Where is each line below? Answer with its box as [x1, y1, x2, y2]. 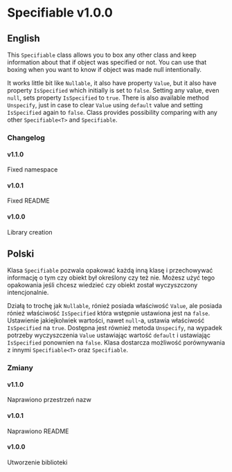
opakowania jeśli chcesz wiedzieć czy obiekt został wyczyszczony [7, 281, 198, 289]
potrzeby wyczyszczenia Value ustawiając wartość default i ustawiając [7, 331, 211, 340]
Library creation [7, 228, 53, 236]
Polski [7, 248, 35, 260]
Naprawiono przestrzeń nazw [7, 396, 91, 404]
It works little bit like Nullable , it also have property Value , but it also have [7, 79, 217, 87]
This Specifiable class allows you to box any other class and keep [7, 51, 197, 59]
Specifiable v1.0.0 [7, 5, 113, 21]
